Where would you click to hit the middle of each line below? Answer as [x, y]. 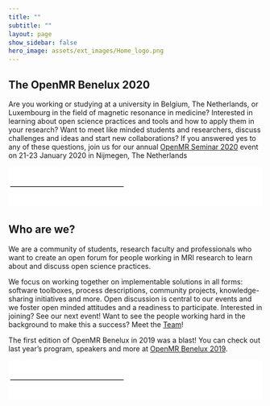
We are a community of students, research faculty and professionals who [130, 249]
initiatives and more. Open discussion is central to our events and [143, 299]
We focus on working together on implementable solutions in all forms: [126, 281]
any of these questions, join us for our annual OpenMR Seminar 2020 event [133, 147]
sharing [21, 299]
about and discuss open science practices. [80, 266]
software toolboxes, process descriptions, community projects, [113, 290]
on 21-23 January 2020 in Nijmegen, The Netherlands [98, 155]
